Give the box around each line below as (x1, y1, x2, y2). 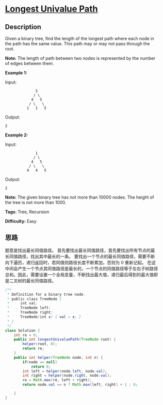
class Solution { (5, 328, 40, 333)
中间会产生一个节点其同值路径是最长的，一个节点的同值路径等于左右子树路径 (5, 266, 158, 271)
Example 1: (5, 70, 28, 76)
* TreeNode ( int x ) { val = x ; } (7, 315, 81, 320)
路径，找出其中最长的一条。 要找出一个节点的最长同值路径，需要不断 (17, 253, 155, 259)
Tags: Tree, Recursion (5, 209, 49, 215)
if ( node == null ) (22, 359, 57, 365)
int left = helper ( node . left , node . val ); (22, 369, 108, 373)
